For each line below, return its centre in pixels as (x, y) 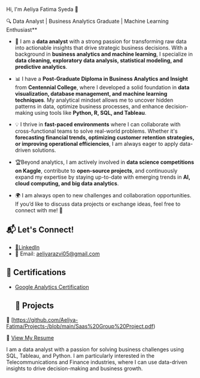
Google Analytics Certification (52, 286)
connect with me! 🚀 (39, 210)
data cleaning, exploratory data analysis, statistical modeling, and (99, 60)
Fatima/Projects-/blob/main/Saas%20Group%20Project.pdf (80, 327)
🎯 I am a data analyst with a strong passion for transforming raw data (101, 41)
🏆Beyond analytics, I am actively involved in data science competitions (104, 162)
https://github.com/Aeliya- (46, 320)
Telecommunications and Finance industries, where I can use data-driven (97, 362)
